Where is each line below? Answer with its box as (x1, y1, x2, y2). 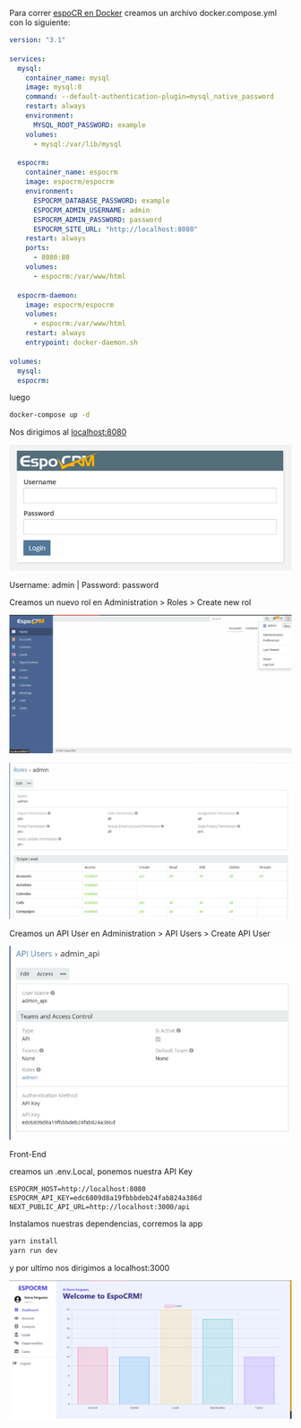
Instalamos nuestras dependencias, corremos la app (9, 1218, 203, 1229)
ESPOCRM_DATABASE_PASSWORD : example (32, 196, 170, 205)
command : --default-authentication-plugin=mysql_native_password (25, 92, 275, 101)
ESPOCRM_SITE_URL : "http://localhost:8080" (32, 224, 199, 234)
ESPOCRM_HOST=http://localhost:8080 (9, 1185, 146, 1194)
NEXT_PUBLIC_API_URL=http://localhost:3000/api (9, 1203, 191, 1212)
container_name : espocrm (25, 168, 118, 177)
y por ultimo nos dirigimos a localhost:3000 (9, 1263, 170, 1274)
